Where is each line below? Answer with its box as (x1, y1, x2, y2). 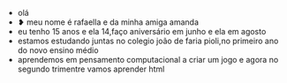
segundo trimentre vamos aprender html (17, 64, 165, 74)
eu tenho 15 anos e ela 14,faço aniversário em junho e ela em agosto (17, 26, 267, 36)
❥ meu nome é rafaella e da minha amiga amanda (17, 17, 199, 27)
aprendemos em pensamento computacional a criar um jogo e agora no (17, 55, 279, 64)
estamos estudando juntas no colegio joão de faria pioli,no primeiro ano (17, 35, 279, 46)
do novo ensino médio (17, 45, 99, 56)
